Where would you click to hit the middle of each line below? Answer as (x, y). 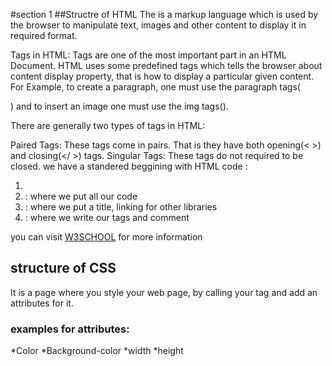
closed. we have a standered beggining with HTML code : (129, 166)
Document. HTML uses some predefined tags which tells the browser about (166, 65)
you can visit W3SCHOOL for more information (106, 237)
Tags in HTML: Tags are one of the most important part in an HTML (148, 55)
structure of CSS (63, 268)
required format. (44, 35)
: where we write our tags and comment (107, 217)
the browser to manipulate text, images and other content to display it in (158, 25)
